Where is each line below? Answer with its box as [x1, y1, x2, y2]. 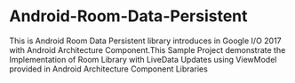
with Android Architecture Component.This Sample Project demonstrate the [9, 44, 286, 55]
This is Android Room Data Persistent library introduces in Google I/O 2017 [9, 35, 282, 46]
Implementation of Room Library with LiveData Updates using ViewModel [9, 54, 277, 64]
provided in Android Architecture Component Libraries [9, 64, 209, 74]
